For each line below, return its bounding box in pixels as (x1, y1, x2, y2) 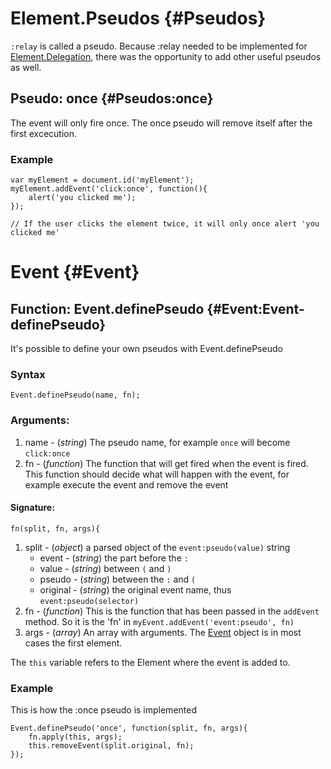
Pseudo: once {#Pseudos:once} (10, 90, 214, 107)
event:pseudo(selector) (39, 596, 140, 606)
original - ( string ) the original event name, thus (39, 583, 232, 596)
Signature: (10, 502, 55, 514)
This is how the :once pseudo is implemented (10, 704, 197, 716)
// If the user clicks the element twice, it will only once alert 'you (10, 219, 320, 229)
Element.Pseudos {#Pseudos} (10, 7, 267, 30)
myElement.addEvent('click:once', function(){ (10, 184, 208, 194)
